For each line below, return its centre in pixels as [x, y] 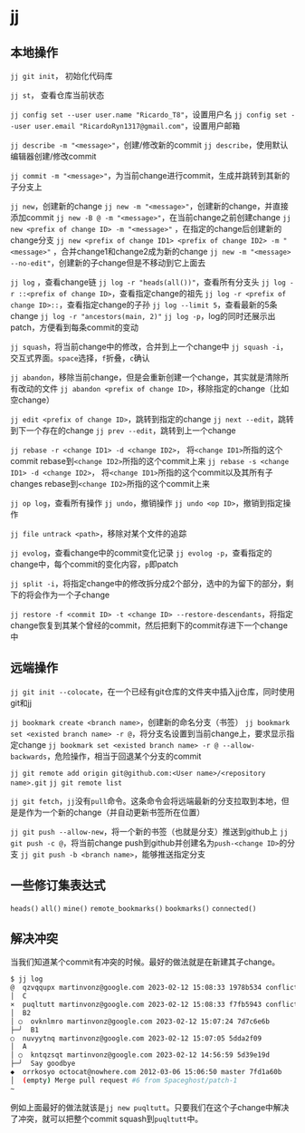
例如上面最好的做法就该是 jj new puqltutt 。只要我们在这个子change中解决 [150, 1107]
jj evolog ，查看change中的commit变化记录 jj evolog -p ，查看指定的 [141, 553]
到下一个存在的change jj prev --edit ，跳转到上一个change [123, 431]
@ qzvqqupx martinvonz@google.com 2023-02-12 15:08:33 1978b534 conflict [154, 988]
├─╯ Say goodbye [43, 1064]
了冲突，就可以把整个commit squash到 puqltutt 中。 [106, 1118]
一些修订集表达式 [58, 886]
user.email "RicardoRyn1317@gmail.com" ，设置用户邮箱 [137, 126]
